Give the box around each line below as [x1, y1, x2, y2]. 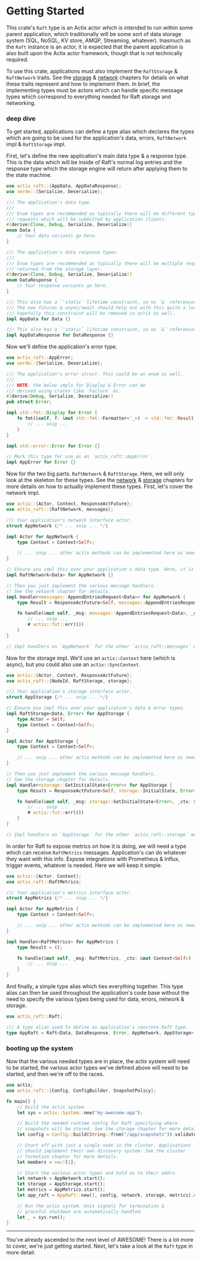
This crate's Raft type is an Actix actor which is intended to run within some [6, 24, 193, 31]
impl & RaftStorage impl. [6, 141, 66, 148]
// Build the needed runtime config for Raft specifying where [17, 1120, 178, 1127]
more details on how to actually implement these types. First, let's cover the [6, 483, 193, 490]
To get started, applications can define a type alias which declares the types [6, 128, 194, 136]
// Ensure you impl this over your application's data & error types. [6, 705, 186, 711]
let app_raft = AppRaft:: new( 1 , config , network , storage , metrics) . [17, 1192, 194, 1199]
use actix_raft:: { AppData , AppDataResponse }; [6, 183, 121, 189]
